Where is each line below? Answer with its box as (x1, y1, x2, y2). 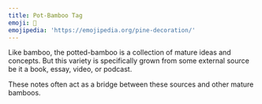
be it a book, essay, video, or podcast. (8, 65, 133, 74)
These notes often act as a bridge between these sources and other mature (8, 80, 254, 89)
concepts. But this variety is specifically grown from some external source (8, 56, 250, 65)
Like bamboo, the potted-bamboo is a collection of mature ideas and (8, 48, 231, 58)
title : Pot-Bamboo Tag (8, 11, 83, 20)
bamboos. (8, 88, 41, 98)
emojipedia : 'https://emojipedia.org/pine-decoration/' (8, 26, 196, 34)
